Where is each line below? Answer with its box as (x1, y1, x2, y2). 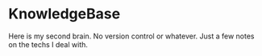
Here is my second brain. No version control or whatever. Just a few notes (8, 31, 256, 41)
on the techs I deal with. (8, 39, 89, 49)
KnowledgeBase (8, 5, 121, 23)
